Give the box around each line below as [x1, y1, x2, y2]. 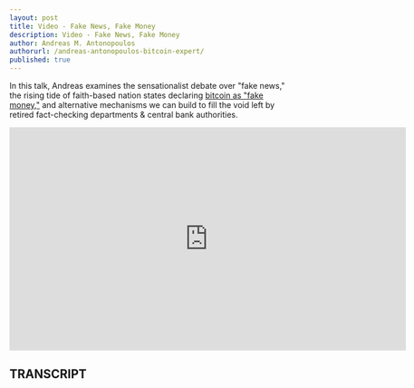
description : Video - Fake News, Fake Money [9, 30, 180, 39]
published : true [9, 55, 71, 64]
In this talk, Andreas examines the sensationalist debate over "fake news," [9, 81, 285, 91]
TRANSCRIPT [9, 366, 88, 382]
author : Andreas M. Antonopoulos [9, 38, 136, 48]
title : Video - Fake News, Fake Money [9, 22, 156, 31]
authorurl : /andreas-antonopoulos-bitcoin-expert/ [9, 47, 205, 56]
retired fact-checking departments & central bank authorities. [9, 110, 238, 120]
